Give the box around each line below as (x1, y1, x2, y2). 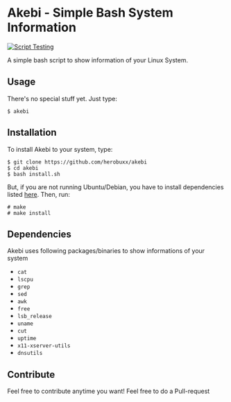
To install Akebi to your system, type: (7, 145, 113, 153)
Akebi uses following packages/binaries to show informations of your (7, 247, 205, 255)
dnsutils (17, 350, 43, 357)
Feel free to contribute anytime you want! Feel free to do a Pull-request (7, 387, 210, 396)
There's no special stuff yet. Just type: (7, 94, 118, 103)
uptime (17, 335, 37, 342)
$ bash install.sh (7, 171, 60, 177)
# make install (7, 209, 51, 216)
